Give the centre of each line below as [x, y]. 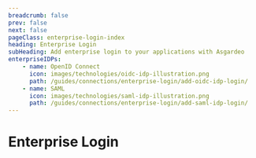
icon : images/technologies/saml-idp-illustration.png [119, 96]
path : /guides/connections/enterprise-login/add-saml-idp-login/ [138, 103]
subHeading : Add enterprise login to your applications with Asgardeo [126, 52]
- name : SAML [44, 88]
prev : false [28, 23]
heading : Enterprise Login [52, 45]
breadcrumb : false [38, 15]
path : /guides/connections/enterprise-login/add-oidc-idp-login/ [138, 81]
